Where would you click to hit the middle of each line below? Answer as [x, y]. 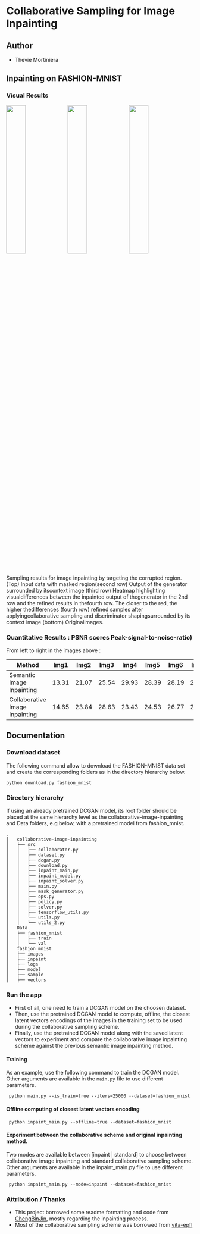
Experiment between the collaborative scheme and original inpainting [94, 1135]
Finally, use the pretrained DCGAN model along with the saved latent [99, 1033]
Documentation [36, 736]
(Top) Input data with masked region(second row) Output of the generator [97, 584]
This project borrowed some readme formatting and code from [92, 1213]
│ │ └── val [26, 943]
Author [19, 46]
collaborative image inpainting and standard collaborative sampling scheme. [100, 1161]
